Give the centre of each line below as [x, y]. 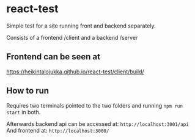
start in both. [24, 112]
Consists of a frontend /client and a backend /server [72, 37]
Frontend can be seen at [53, 57]
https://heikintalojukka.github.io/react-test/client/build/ [75, 72]
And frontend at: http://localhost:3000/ [58, 130]
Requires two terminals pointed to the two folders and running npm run [95, 105]
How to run [28, 91]
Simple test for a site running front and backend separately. [81, 26]
